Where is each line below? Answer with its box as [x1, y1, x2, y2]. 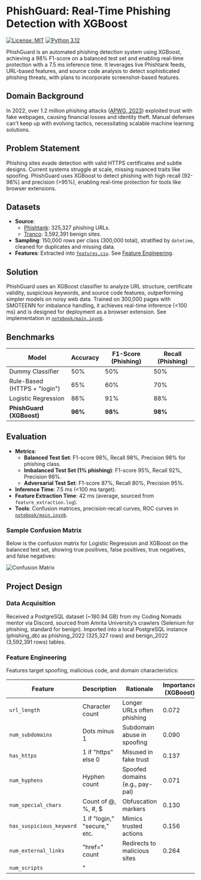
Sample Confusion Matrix [6, 526, 82, 534]
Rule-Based [9, 377, 44, 385]
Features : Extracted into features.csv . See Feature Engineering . [14, 249, 174, 257]
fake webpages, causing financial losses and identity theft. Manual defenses [6, 113, 195, 120]
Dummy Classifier [9, 367, 59, 375]
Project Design [6, 581, 63, 592]
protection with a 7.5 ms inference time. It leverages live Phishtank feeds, [6, 61, 186, 68]
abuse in [122, 731, 147, 739]
